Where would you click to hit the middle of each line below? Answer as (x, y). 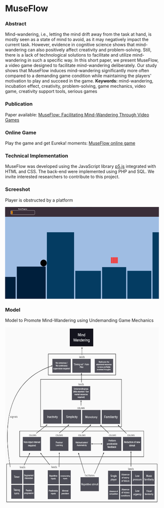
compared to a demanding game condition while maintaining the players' (78, 76)
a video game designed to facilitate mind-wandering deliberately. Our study (81, 65)
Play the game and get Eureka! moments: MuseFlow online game (70, 143)
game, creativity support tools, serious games (51, 91)
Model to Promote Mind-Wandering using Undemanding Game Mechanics (79, 320)
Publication (19, 104)
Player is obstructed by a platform (39, 200)
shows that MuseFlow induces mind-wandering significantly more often (77, 71)
